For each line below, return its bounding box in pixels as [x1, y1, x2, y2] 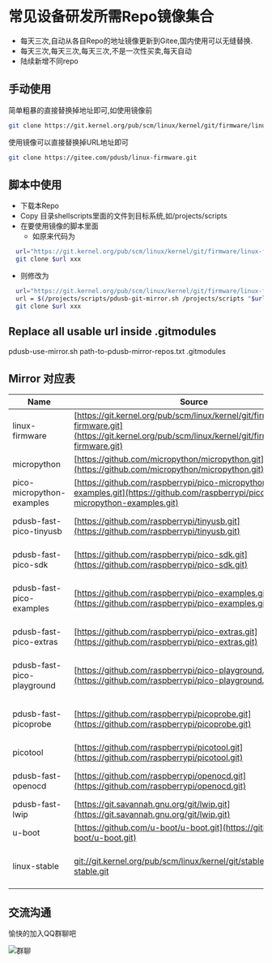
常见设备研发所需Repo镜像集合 [8, 7, 215, 26]
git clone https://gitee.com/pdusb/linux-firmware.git [8, 153, 198, 162]
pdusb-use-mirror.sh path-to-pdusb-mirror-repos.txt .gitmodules [8, 346, 227, 356]
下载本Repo [19, 201, 59, 211]
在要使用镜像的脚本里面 [19, 221, 99, 231]
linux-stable [12, 861, 59, 872]
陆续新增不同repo [19, 56, 79, 66]
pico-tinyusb [12, 525, 62, 537]
